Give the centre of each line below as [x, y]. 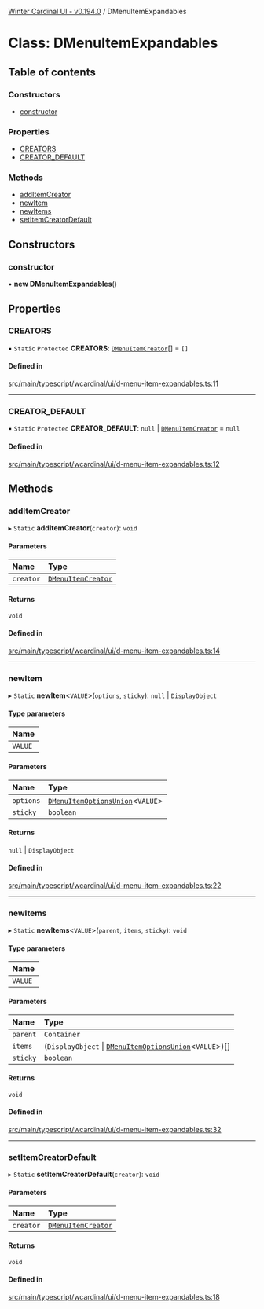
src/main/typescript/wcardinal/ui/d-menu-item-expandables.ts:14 [114, 651]
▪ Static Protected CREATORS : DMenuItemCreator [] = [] [98, 348]
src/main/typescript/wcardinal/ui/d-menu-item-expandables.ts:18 [114, 1296]
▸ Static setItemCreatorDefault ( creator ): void [84, 1175]
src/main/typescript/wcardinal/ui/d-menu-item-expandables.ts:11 [113, 383]
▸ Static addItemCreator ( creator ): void [73, 528]
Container [62, 1034]
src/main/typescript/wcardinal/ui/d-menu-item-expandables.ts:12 [114, 464]
